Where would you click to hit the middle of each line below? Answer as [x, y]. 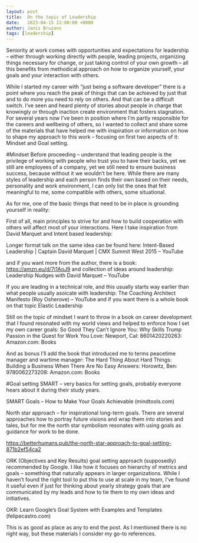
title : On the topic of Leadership [51, 17]
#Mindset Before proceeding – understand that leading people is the [89, 154]
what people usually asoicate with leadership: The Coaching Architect [91, 293]
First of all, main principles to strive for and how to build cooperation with [95, 221]
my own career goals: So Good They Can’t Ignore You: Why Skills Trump [94, 330]
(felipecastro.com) [29, 516]
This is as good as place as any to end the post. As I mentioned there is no [96, 528]
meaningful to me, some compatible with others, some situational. [86, 192]
